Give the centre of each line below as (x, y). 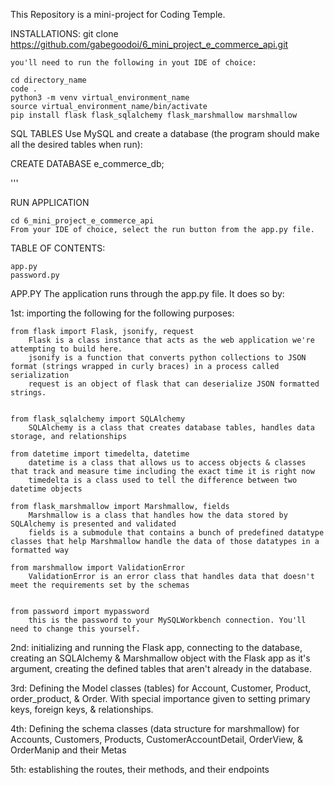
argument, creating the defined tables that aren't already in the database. (161, 668)
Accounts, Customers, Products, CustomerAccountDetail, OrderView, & (156, 739)
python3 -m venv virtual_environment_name (100, 98)
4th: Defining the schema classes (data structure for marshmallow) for (155, 728)
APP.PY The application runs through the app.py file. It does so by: (147, 293)
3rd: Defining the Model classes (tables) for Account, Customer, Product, (161, 688)
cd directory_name (48, 80)
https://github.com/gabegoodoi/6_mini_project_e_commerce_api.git (149, 44)
